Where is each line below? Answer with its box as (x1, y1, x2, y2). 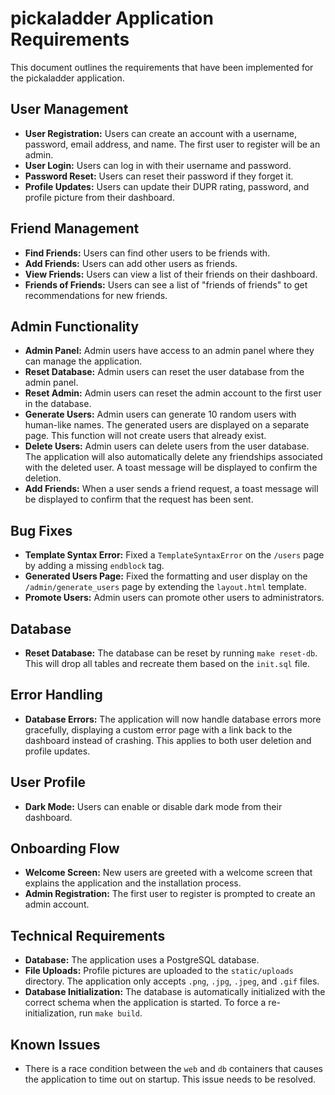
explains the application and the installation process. (24, 877, 242, 889)
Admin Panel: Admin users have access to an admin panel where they (24, 345, 315, 357)
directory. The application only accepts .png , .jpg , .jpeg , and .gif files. (24, 975, 320, 987)
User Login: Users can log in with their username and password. (24, 159, 292, 171)
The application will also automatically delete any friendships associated (24, 451, 323, 463)
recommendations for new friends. (24, 289, 168, 301)
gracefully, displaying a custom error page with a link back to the (24, 723, 293, 736)
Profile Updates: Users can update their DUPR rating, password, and (24, 180, 310, 192)
